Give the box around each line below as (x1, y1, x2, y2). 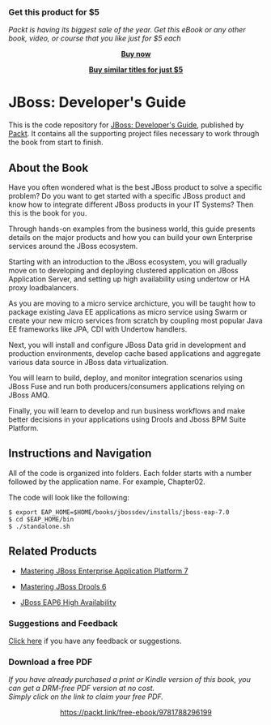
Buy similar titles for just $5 (88, 65, 184, 75)
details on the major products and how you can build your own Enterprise (8, 233, 253, 242)
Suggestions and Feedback (8, 617, 119, 628)
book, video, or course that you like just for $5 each (8, 33, 181, 43)
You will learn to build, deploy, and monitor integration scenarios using (8, 373, 243, 383)
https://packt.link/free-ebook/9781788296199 (60, 708, 212, 718)
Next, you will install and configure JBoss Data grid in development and (8, 340, 247, 350)
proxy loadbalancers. (8, 283, 79, 293)
